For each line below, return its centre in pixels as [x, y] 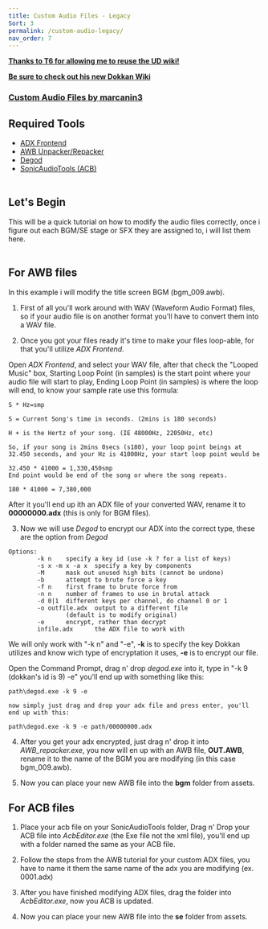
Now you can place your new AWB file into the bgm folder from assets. [137, 783]
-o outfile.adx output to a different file [113, 608]
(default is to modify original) [122, 615]
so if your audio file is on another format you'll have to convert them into [139, 316]
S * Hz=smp [26, 405]
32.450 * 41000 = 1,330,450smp [61, 468]
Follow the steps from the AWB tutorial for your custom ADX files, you [135, 860]
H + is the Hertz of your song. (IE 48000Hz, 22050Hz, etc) [111, 433]
